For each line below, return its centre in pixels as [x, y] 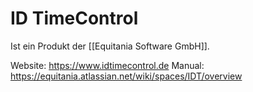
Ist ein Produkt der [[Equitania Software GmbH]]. [110, 46]
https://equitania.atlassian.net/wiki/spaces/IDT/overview [126, 76]
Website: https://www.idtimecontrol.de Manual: [107, 65]
